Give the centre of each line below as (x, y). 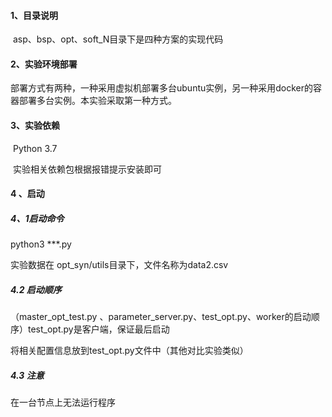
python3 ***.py (41, 244)
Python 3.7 (35, 148)
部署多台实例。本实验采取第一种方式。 (97, 101)
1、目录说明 (34, 15)
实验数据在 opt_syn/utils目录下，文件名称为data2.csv (119, 265)
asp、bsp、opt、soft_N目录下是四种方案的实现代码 (118, 39)
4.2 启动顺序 (36, 289)
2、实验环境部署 (44, 64)
